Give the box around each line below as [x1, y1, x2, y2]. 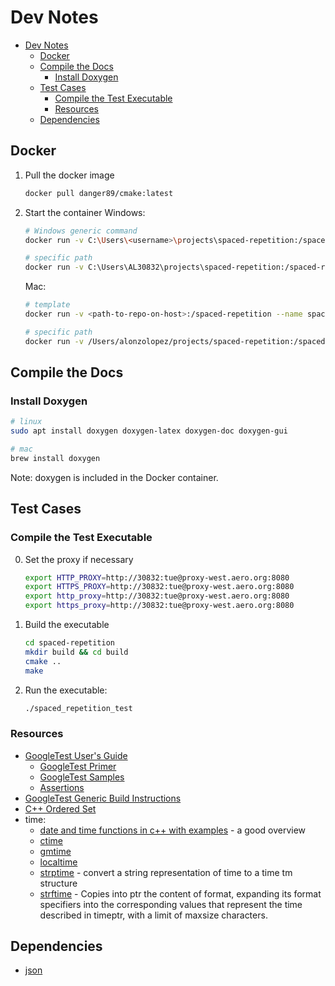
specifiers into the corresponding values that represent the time [39, 898, 303, 910]
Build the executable [24, 619, 110, 630]
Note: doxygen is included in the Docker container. [10, 471, 219, 483]
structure [39, 877, 78, 889]
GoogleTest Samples [39, 771, 125, 783]
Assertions [39, 781, 85, 793]
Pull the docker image [24, 169, 115, 181]
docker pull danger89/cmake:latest [24, 188, 174, 198]
